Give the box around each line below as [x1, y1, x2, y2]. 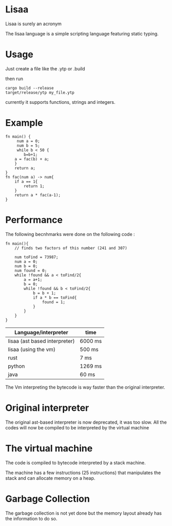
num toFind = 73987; [14, 255, 59, 260]
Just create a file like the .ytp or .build [5, 65, 86, 71]
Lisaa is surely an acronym [5, 21, 62, 27]
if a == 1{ [14, 179, 38, 184]
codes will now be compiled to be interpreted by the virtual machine [5, 424, 149, 430]
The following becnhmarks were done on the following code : [5, 231, 135, 237]
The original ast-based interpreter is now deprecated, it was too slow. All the [5, 419, 167, 425]
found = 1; [42, 299, 66, 304]
